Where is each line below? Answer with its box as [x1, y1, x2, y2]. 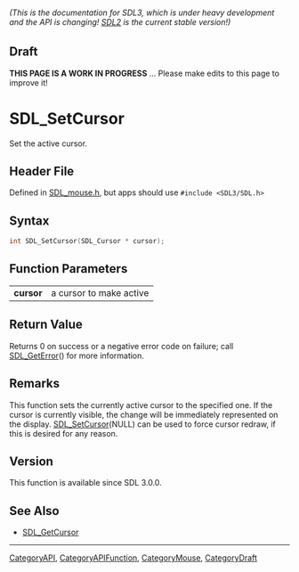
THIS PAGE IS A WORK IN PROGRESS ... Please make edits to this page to [9, 68, 280, 78]
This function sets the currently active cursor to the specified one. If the [9, 399, 273, 410]
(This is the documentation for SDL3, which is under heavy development [9, 7, 275, 18]
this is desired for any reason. [9, 428, 118, 438]
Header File [9, 163, 75, 178]
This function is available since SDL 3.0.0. [9, 478, 162, 488]
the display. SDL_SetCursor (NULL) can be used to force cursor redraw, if [9, 419, 276, 429]
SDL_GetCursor [21, 527, 79, 538]
